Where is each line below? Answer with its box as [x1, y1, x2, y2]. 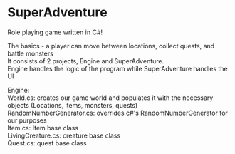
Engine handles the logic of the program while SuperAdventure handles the [7, 64, 228, 73]
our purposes [7, 115, 48, 125]
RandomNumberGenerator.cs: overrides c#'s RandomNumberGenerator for [7, 108, 228, 117]
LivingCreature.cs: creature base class [7, 131, 121, 140]
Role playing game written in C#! [7, 28, 103, 36]
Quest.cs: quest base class [7, 138, 87, 147]
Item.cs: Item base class [7, 123, 79, 132]
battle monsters [7, 49, 53, 58]
